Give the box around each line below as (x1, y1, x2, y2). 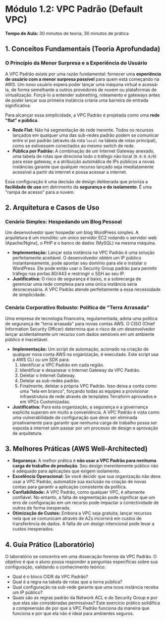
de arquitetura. (12, 430, 43, 436)
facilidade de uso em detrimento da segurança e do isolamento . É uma (5, 184, 152, 190)
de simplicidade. (12, 292, 46, 298)
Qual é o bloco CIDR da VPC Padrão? (12, 573, 88, 580)
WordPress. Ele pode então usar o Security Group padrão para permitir (12, 265, 158, 271)
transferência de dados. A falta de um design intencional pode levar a (12, 521, 155, 527)
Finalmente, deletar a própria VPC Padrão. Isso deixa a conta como (19, 383, 157, 389)
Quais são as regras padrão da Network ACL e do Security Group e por (12, 595, 158, 601)
